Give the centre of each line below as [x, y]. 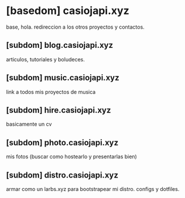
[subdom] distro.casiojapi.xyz [62, 175]
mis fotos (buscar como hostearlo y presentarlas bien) [72, 157]
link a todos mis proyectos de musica [51, 92]
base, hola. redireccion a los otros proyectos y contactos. [75, 27]
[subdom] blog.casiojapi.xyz [60, 45]
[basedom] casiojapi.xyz [68, 11]
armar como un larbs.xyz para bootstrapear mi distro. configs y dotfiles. [93, 189]
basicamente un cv [29, 124]
